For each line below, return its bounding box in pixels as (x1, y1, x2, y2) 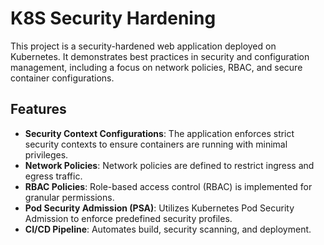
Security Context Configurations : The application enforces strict (24, 127, 295, 139)
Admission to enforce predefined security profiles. (24, 212, 233, 224)
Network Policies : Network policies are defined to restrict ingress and (24, 159, 315, 171)
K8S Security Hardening (10, 7, 217, 30)
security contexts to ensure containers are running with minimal (24, 138, 288, 150)
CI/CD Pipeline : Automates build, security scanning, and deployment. (24, 223, 312, 235)
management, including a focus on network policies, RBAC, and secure (10, 61, 303, 73)
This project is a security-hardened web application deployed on (10, 40, 277, 52)
